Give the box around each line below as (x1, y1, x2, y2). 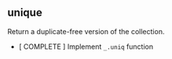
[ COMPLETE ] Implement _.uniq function (18, 42, 154, 51)
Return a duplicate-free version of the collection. (7, 26, 165, 36)
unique (7, 6, 42, 19)
